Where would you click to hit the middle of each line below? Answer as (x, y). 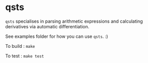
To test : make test (25, 56)
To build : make (20, 46)
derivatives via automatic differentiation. (47, 26)
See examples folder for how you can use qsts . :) (57, 36)
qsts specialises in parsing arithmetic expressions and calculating (74, 21)
